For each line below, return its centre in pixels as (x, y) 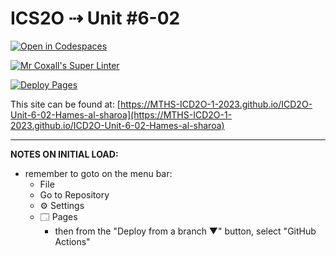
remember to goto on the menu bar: (98, 173)
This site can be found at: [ (65, 104)
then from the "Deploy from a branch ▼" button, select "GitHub (185, 231)
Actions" (72, 241)
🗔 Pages (58, 216)
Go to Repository (74, 194)
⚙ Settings (62, 205)
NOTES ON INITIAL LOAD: (64, 154)
